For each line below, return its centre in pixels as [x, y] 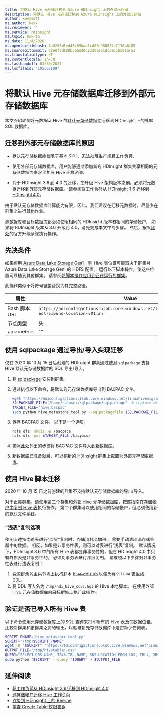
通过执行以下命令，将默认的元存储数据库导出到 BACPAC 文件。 [75, 389]
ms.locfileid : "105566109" [32, 69]
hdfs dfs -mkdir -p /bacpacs [41, 431]
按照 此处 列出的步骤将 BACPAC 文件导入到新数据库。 [64, 446]
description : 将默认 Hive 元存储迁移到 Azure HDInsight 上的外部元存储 [73, 14]
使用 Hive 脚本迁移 [33, 479]
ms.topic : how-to [23, 37]
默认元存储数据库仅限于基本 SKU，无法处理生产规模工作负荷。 [74, 156]
